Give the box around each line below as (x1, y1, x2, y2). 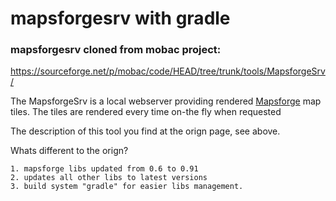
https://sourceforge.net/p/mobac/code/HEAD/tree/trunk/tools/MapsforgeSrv (10, 65, 326, 77)
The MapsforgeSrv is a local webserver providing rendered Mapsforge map (10, 95, 322, 107)
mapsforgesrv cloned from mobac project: (10, 43, 222, 57)
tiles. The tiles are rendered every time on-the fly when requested (10, 106, 282, 118)
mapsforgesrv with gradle (10, 7, 231, 30)
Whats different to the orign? (10, 145, 129, 157)
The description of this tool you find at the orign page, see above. (10, 125, 281, 137)
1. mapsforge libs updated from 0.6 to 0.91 (10, 164, 199, 174)
